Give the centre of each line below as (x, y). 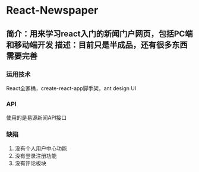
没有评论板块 (30, 163)
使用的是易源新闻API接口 (37, 118)
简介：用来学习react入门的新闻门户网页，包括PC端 (99, 34)
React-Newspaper (52, 10)
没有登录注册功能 (36, 156)
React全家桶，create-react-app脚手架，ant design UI (71, 88)
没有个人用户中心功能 (41, 148)
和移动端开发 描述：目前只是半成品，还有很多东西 (97, 45)
